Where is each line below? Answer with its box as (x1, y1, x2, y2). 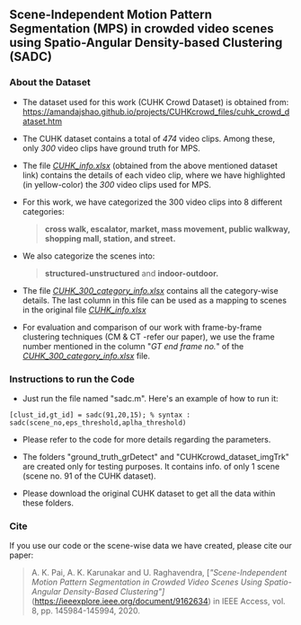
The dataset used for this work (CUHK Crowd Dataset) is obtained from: (22, 96, 289, 107)
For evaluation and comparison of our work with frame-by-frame (22, 321, 262, 332)
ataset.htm (22, 116, 63, 127)
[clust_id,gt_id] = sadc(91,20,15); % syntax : (9, 410, 191, 419)
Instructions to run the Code (9, 373, 135, 385)
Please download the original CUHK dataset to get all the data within (22, 488, 276, 498)
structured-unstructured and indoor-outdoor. (44, 268, 219, 278)
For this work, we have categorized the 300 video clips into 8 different (22, 197, 283, 207)
